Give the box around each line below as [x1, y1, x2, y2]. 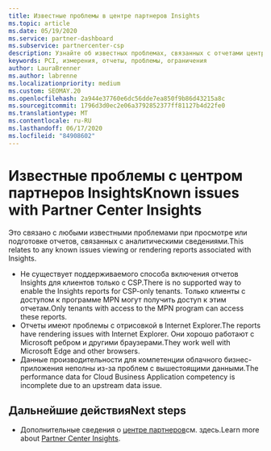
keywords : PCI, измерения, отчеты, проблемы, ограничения [8, 57, 207, 65]
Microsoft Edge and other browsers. [19, 346, 140, 356]
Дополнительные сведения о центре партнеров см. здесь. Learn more [19, 425, 260, 435]
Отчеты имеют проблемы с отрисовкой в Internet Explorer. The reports [19, 320, 261, 330]
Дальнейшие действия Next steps [8, 403, 187, 417]
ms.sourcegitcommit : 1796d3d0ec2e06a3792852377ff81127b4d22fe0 [8, 102, 226, 110]
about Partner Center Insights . [19, 433, 121, 444]
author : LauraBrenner [8, 65, 81, 73]
